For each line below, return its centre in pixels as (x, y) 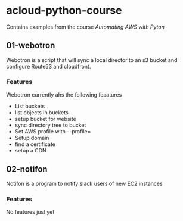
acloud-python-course (64, 10)
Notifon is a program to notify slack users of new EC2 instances (84, 183)
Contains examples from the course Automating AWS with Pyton (86, 27)
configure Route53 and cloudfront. (49, 66)
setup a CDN (30, 151)
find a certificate (35, 144)
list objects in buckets (41, 113)
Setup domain (32, 138)
